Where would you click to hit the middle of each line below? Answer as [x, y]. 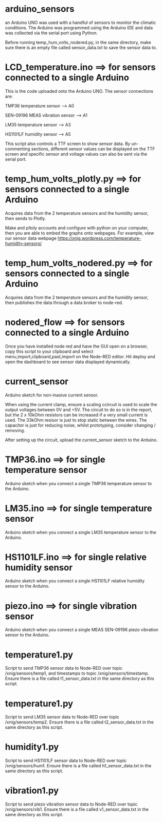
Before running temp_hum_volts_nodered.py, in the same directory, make [78, 42]
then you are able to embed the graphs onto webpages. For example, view [80, 233]
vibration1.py [32, 791]
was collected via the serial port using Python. [52, 33]
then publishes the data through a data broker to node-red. [64, 302]
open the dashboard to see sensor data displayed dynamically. [68, 362]
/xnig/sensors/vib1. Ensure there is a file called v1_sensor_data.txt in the [77, 809]
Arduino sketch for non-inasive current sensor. [52, 395]
